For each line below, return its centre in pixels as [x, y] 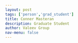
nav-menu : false [22, 33]
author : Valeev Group [27, 28]
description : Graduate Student [37, 23]
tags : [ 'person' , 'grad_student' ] [39, 14]
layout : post [19, 10]
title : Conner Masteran [30, 19]
